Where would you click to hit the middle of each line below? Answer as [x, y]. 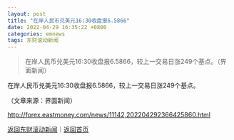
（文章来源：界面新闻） [42, 101]
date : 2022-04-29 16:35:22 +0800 [57, 27]
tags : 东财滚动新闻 [33, 41]
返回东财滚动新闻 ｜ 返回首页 [48, 129]
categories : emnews [36, 34]
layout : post [27, 14]
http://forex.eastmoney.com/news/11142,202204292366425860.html [109, 115]
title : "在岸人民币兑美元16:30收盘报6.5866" [69, 21]
